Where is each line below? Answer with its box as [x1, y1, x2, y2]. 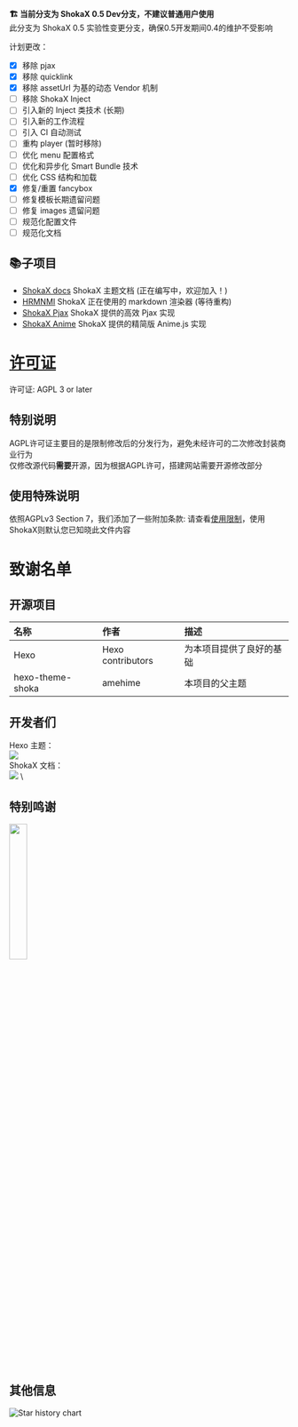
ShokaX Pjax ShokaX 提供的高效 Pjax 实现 [21, 307, 176, 318]
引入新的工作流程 [21, 116, 85, 127]
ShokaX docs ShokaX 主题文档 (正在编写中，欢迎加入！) [21, 284, 228, 296]
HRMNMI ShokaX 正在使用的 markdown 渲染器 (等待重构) [21, 296, 232, 307]
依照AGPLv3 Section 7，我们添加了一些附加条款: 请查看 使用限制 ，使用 [9, 514, 266, 524]
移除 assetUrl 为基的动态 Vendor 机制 [21, 83, 158, 93]
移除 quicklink [21, 71, 74, 83]
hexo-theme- [13, 671, 73, 683]
